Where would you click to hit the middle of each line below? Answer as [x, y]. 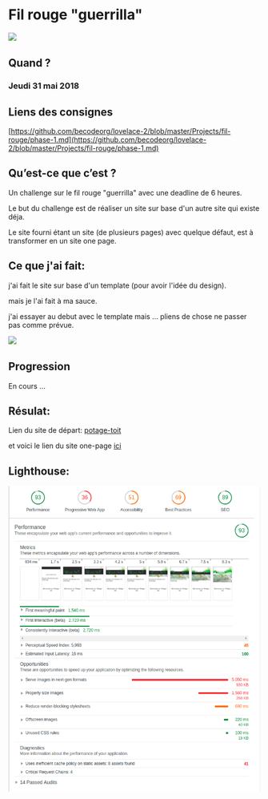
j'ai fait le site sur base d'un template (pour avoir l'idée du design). [117, 285]
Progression [39, 367]
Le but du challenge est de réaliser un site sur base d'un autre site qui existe [134, 208]
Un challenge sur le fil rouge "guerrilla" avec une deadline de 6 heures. [125, 192]
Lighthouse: [39, 471]
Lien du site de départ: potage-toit [65, 430]
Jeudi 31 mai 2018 [44, 86]
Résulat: [29, 411]
